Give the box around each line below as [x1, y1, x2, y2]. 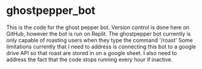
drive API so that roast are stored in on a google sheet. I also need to [6, 49, 177, 56]
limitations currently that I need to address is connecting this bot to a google [6, 43, 197, 50]
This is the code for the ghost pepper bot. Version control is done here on [6, 24, 190, 31]
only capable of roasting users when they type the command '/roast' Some [6, 36, 194, 44]
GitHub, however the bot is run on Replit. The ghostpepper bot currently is [6, 30, 191, 37]
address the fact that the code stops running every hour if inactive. [6, 56, 173, 63]
